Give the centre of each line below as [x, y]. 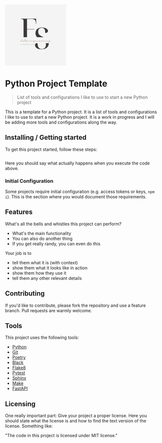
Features [19, 212]
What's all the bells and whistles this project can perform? [63, 224]
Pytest [19, 373]
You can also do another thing [42, 238]
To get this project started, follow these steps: [51, 149]
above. [12, 168]
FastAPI [20, 389]
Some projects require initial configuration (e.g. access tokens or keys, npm [80, 191]
